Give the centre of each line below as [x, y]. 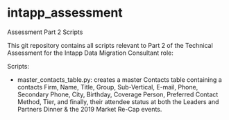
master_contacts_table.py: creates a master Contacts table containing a [119, 79]
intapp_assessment [65, 13]
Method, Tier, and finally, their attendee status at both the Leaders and [118, 101]
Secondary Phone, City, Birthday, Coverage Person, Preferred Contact [118, 94]
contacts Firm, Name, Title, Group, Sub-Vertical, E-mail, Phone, [108, 87]
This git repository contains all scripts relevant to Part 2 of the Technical [110, 45]
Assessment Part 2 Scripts [45, 32]
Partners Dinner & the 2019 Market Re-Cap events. [90, 109]
